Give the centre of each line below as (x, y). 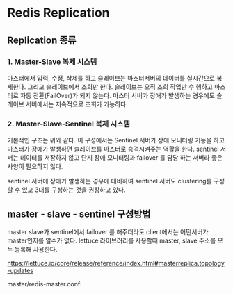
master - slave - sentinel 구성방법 (79, 214)
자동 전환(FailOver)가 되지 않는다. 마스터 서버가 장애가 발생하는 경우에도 (118, 95)
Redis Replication (58, 13)
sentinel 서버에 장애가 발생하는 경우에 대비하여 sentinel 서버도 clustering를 (110, 181)
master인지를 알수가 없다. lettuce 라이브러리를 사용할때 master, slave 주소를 (112, 240)
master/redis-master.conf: (45, 284)
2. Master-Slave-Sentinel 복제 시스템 (69, 124)
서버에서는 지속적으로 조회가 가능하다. (77, 104)
